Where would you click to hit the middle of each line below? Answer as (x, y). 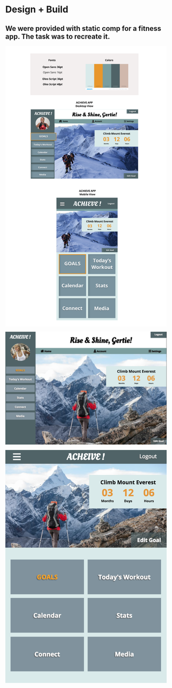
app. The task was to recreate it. (58, 36)
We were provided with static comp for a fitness (83, 29)
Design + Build (37, 10)
